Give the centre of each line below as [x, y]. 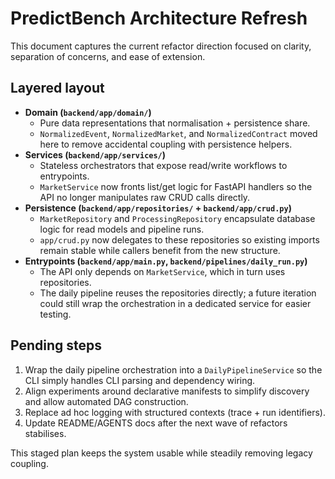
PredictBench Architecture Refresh [159, 18]
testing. [55, 314]
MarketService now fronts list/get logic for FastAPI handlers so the [176, 186]
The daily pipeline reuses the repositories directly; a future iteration [178, 293]
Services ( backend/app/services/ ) [95, 154]
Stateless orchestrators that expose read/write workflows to [163, 165]
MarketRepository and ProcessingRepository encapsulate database [177, 218]
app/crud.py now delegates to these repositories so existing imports [179, 239]
